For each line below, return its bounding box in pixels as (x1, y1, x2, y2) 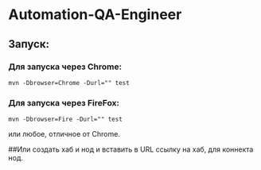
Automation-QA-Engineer (8, 6, 182, 24)
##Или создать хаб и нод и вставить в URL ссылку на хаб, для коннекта (8, 145, 254, 154)
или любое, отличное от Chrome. (8, 129, 121, 139)
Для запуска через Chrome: (8, 61, 122, 72)
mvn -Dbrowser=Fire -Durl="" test (8, 115, 123, 124)
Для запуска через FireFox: (8, 97, 120, 108)
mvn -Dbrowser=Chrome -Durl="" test (8, 79, 130, 87)
